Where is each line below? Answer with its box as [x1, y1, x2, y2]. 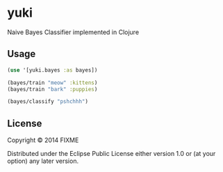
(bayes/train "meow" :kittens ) [7, 79, 98, 86]
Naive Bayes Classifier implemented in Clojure [7, 28, 140, 36]
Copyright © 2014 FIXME [7, 136, 79, 144]
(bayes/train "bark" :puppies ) [7, 86, 98, 93]
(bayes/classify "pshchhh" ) [7, 98, 89, 105]
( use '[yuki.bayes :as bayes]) [7, 66, 98, 74]
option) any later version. [7, 157, 79, 165]
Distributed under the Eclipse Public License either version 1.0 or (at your [7, 150, 216, 158]
